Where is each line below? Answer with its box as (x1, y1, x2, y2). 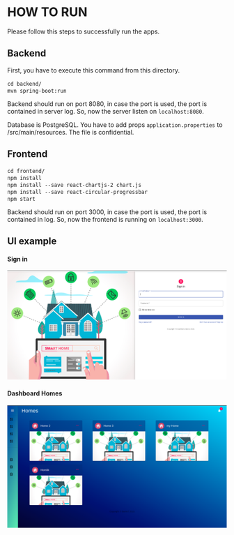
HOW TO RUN (7, 4, 88, 20)
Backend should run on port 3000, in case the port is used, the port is (7, 207, 208, 216)
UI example (7, 235, 57, 247)
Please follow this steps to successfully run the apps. (7, 27, 160, 36)
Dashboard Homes (7, 389, 63, 398)
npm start (7, 195, 36, 202)
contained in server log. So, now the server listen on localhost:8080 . (7, 107, 204, 115)
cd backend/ (7, 80, 42, 87)
